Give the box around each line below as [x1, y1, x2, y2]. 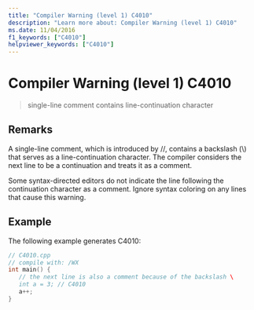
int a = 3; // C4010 [18, 280, 87, 289]
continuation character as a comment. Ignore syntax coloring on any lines [8, 184, 247, 193]
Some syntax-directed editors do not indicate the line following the [8, 176, 224, 185]
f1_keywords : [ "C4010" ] [8, 33, 87, 42]
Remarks [8, 123, 53, 137]
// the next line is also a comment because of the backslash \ [18, 273, 234, 281]
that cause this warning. [8, 192, 87, 202]
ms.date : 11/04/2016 [8, 26, 76, 34]
